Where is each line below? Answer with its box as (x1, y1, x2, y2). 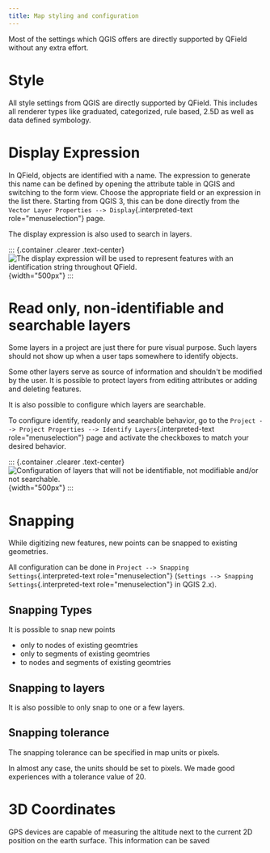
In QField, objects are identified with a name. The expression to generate (8, 170, 251, 180)
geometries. (8, 547, 49, 557)
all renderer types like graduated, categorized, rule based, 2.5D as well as (8, 106, 255, 116)
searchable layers (8, 316, 131, 335)
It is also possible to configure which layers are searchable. (8, 400, 206, 410)
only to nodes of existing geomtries (19, 641, 139, 650)
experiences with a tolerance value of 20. (8, 771, 147, 782)
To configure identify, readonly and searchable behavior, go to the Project (8, 416, 256, 425)
